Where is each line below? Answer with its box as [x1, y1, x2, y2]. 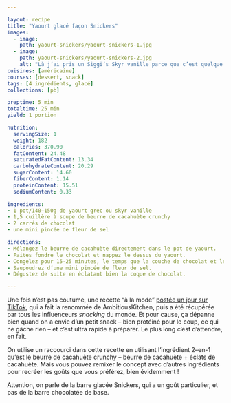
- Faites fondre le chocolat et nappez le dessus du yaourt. [7, 251, 186, 258]
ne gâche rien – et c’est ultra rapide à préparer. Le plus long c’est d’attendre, [7, 325, 223, 333]
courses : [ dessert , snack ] [7, 74, 85, 81]
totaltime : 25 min [7, 105, 60, 112]
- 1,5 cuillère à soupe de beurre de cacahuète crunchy [7, 214, 170, 220]
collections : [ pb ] [7, 87, 60, 94]
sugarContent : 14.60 [13, 169, 72, 176]
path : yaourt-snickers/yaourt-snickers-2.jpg [19, 54, 153, 62]
